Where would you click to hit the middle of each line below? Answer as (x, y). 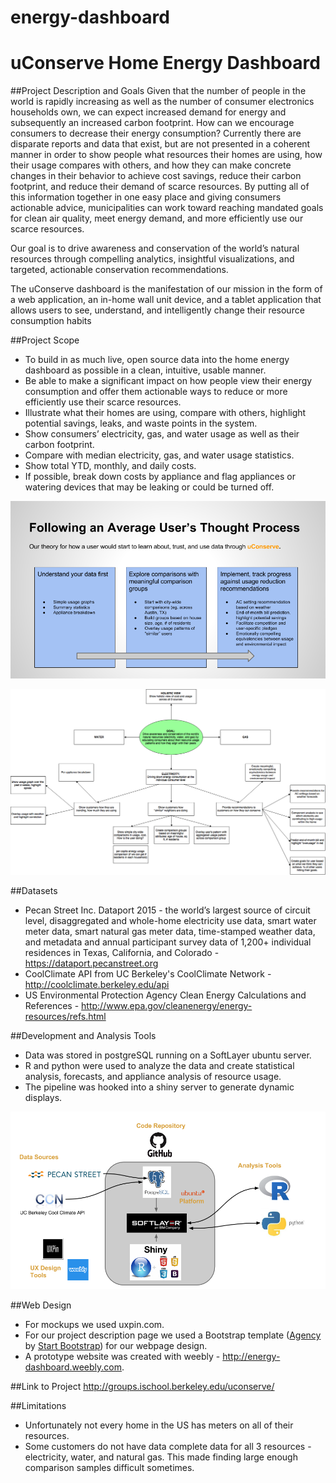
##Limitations (38, 1405)
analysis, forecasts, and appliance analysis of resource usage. (153, 1077)
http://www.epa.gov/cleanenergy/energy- (167, 1006)
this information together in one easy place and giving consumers (146, 197)
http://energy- (251, 1356)
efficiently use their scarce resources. (103, 402)
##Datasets (34, 891)
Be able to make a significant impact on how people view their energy (168, 381)
